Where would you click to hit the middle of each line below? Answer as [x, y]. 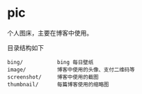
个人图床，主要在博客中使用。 [50, 33]
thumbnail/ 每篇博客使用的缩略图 [58, 84]
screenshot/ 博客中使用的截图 [53, 77]
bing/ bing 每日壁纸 [50, 62]
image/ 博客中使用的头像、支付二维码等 [71, 70]
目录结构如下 [25, 47]
